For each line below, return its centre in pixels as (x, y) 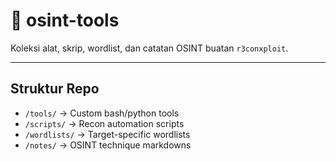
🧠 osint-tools (65, 20)
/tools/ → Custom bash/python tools (102, 113)
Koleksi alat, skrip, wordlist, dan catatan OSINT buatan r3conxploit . (149, 48)
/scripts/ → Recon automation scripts (104, 123)
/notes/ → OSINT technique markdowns (108, 145)
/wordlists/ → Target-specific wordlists (107, 134)
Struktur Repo (55, 89)
